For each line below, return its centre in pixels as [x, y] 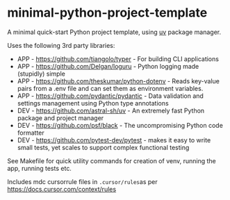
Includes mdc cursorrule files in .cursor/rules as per [82, 181]
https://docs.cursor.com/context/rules [62, 189]
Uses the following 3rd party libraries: [61, 45]
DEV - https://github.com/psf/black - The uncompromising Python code [120, 125]
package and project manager [60, 118]
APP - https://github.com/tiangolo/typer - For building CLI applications [118, 59]
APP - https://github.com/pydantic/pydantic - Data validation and [110, 96]
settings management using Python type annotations [93, 103]
